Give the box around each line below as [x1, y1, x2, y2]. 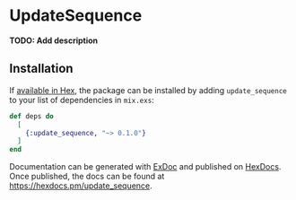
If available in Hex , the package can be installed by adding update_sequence [9, 84, 287, 95]
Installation [9, 61, 74, 76]
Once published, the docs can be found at [9, 171, 165, 182]
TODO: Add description [9, 35, 99, 46]
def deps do [9, 111, 54, 121]
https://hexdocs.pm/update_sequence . [9, 180, 152, 191]
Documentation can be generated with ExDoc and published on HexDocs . [9, 161, 282, 172]
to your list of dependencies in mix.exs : [9, 94, 154, 105]
